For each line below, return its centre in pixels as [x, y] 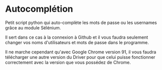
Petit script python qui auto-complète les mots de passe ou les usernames [81, 23]
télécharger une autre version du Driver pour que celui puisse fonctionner [80, 57]
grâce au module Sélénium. [33, 27]
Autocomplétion [39, 9]
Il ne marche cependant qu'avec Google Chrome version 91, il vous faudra [81, 52]
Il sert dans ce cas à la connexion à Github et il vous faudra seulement [77, 37]
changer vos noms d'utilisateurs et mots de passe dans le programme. [77, 42]
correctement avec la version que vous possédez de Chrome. [68, 62]
